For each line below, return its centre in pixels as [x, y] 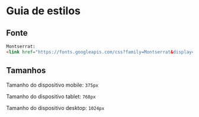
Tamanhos [26, 70]
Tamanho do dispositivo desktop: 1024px [55, 107]
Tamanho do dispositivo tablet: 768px [51, 96]
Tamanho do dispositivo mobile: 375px [52, 85]
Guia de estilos [44, 11]
